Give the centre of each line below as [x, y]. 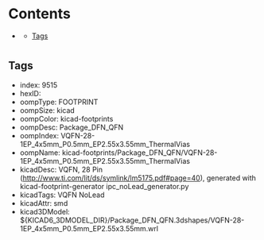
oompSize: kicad [47, 110]
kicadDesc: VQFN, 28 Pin [61, 169]
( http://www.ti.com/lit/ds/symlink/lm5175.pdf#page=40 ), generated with [138, 178]
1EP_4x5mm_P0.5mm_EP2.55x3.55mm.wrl [89, 228]
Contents [40, 14]
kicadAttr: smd [44, 203]
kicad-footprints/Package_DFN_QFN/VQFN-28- [140, 153]
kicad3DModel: [45, 211]
